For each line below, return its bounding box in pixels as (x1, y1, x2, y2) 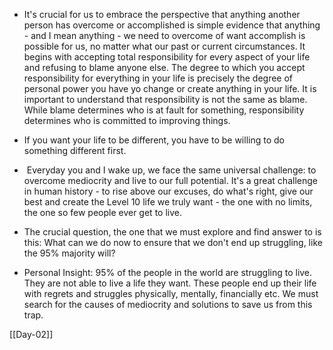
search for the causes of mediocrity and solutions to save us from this (23, 299, 313, 310)
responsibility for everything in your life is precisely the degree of (23, 72, 294, 84)
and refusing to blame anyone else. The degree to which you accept (23, 62, 306, 73)
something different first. (23, 145, 127, 156)
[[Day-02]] (9, 329, 54, 340)
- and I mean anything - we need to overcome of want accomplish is (23, 30, 306, 41)
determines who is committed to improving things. (23, 115, 231, 126)
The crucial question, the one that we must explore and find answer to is (23, 226, 322, 238)
